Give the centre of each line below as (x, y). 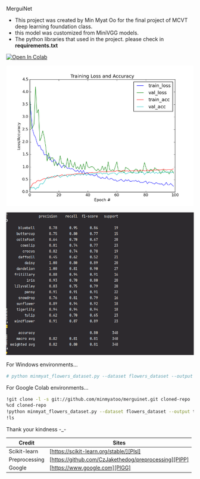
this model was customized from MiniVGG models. (76, 33)
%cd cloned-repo (26, 405)
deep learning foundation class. (54, 27)
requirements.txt (36, 45)
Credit (26, 443)
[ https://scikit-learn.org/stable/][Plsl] (95, 451)
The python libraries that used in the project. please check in (89, 39)
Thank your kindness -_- (36, 430)
